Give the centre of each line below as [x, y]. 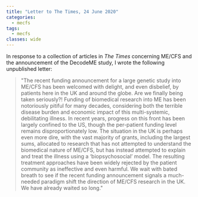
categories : [21, 17]
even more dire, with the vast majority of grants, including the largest [106, 137]
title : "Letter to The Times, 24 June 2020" [62, 12]
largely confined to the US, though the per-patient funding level [99, 125]
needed [30, 182]
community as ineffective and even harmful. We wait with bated [99, 169]
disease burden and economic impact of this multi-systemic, [95, 112]
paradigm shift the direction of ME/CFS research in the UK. [113, 182]
